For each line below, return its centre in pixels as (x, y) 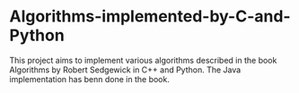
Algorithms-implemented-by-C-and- (150, 17)
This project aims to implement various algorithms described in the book (143, 60)
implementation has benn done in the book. (90, 79)
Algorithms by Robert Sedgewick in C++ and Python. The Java (125, 70)
